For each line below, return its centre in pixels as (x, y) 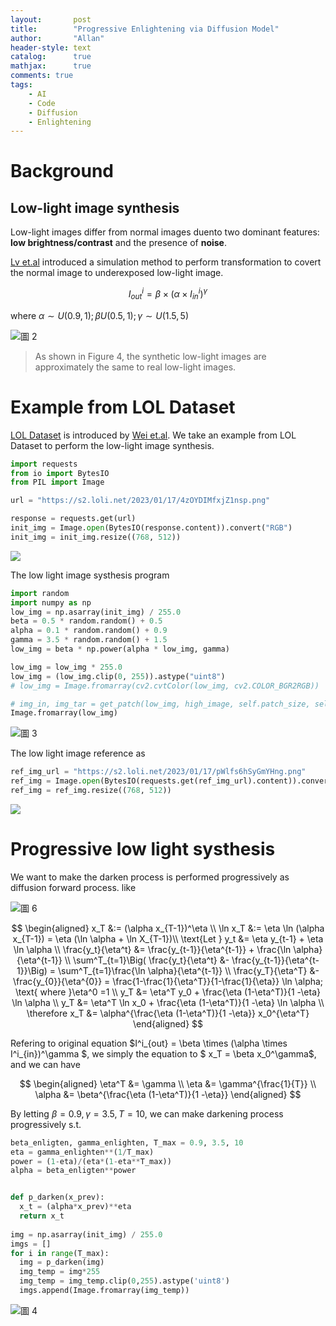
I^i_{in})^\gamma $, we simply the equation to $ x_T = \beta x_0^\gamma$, (163, 1053)
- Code (42, 103)
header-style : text (51, 47)
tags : (21, 85)
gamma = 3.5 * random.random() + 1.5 (89, 640)
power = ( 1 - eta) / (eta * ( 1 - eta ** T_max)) (91, 1161)
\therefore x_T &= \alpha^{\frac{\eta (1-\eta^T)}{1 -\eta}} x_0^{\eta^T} (168, 1013)
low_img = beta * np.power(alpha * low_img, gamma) (120, 649)
